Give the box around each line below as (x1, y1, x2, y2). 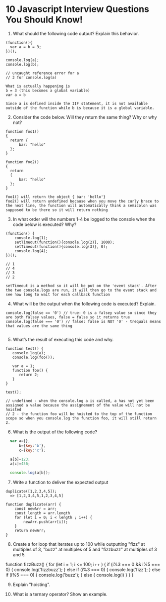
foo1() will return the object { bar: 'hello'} (5, 194, 106, 200)
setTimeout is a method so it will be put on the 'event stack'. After (5, 283, 157, 288)
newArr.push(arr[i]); (23, 519, 68, 524)
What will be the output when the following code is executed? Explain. (12, 301, 156, 306)
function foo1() (5, 129, 39, 134)
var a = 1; (12, 363, 35, 369)
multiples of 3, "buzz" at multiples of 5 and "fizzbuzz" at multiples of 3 (12, 546, 158, 553)
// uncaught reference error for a (5, 71, 79, 76)
